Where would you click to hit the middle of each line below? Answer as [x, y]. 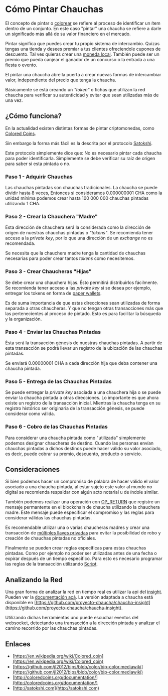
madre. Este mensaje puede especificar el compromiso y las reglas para [80, 512]
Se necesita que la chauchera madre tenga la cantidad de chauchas [75, 253]
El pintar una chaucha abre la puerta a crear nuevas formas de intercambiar [83, 74]
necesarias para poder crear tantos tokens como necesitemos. [70, 258]
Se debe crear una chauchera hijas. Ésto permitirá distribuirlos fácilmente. [82, 283]
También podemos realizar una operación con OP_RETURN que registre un [82, 502]
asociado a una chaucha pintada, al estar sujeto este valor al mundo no [79, 487]
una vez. [14, 100]
